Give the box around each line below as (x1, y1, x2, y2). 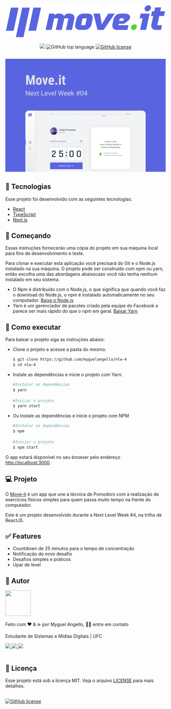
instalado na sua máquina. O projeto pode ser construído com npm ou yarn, (5, 265, 164, 272)
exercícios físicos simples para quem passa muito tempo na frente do (5, 496, 151, 502)
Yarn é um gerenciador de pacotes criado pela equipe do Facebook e (12, 303, 159, 309)
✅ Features (5, 532, 42, 541)
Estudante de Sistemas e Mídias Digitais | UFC (5, 633, 102, 640)
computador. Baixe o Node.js (12, 297, 74, 303)
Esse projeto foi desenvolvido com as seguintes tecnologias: (5, 196, 132, 202)
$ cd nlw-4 (12, 362, 36, 368)
